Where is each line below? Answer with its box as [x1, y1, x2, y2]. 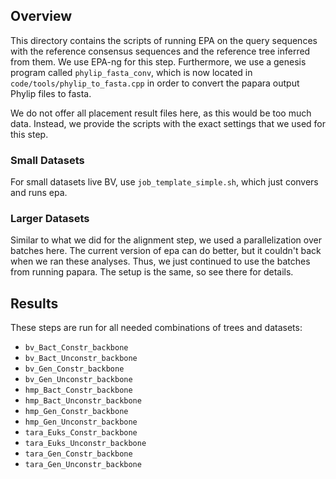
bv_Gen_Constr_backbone [24, 364, 125, 374]
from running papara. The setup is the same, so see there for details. [10, 266, 294, 278]
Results [10, 295, 59, 312]
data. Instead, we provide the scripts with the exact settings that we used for [10, 117, 327, 129]
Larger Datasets [10, 212, 90, 226]
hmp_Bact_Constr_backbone [24, 385, 133, 396]
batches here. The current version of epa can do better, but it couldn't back [10, 245, 322, 257]
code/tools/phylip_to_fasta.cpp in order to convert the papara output [10, 77, 300, 89]
